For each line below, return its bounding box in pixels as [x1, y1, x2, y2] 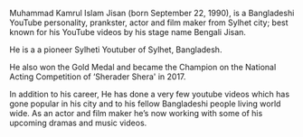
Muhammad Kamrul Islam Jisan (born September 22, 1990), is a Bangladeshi [9, 8, 295, 18]
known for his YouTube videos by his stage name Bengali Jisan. [9, 27, 247, 37]
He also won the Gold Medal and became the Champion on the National [9, 62, 277, 72]
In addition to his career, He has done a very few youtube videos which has [9, 89, 290, 99]
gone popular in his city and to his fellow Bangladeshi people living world [9, 98, 281, 109]
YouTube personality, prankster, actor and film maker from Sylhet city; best [9, 17, 289, 28]
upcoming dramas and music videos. [9, 117, 147, 128]
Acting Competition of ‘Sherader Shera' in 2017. [9, 71, 186, 82]
